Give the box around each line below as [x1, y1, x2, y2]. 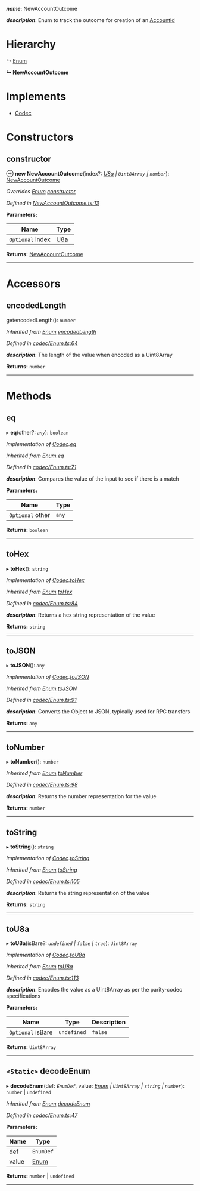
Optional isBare [9, 1028, 53, 1036]
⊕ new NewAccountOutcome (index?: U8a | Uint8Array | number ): [6, 170, 170, 177]
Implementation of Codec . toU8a [6, 951, 85, 958]
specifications [6, 992, 41, 999]
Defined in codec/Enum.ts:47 [6, 1112, 78, 1119]
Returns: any [6, 719, 37, 727]
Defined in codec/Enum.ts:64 [6, 340, 79, 347]
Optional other [9, 510, 51, 519]
